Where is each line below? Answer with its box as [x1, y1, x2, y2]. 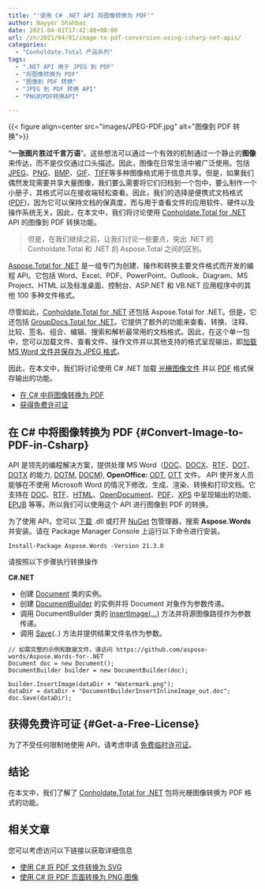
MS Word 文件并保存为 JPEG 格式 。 [8, 347, 125, 356]
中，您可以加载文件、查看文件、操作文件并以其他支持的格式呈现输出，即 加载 [8, 337, 257, 347]
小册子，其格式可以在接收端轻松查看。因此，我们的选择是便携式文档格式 [8, 188, 243, 197]
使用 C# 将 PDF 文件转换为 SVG [19, 862, 122, 872]
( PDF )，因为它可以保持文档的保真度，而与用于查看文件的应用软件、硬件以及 [8, 198, 255, 208]
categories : [8, 41, 47, 49]
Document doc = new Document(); [8, 660, 114, 668]
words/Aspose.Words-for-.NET [8, 653, 104, 661]
